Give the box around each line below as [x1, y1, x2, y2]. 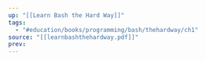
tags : [8, 19, 26, 26]
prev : [8, 41, 26, 48]
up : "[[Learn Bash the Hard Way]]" [8, 11, 125, 19]
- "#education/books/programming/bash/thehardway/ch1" [15, 26, 199, 34]
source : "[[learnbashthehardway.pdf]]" [8, 33, 139, 41]
